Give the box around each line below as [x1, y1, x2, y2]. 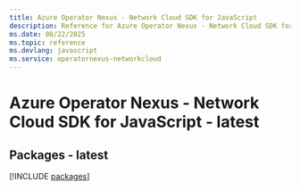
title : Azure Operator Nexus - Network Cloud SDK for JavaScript [9, 12, 257, 22]
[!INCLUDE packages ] [9, 171, 90, 181]
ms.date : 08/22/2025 [9, 29, 87, 38]
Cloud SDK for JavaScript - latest [9, 112, 260, 132]
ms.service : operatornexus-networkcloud [9, 54, 162, 63]
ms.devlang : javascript [9, 46, 98, 55]
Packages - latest [9, 147, 109, 162]
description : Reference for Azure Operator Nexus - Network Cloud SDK [9, 21, 278, 30]
